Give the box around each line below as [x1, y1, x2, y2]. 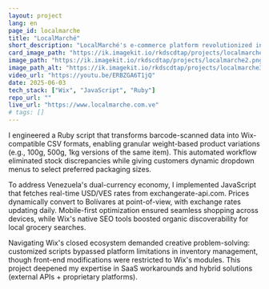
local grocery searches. [8, 223, 86, 232]
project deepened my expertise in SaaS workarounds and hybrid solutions [8, 263, 253, 273]
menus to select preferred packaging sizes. [8, 165, 152, 174]
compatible [8, 139, 46, 148]
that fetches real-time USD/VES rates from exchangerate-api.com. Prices [8, 189, 250, 198]
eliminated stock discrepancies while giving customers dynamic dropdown [8, 156, 255, 165]
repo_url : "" [8, 94, 52, 102]
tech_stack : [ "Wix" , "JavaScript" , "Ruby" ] [8, 86, 156, 94]
